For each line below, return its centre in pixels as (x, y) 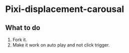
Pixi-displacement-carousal (65, 9)
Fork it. (20, 39)
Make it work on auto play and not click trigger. (61, 45)
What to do (23, 28)
